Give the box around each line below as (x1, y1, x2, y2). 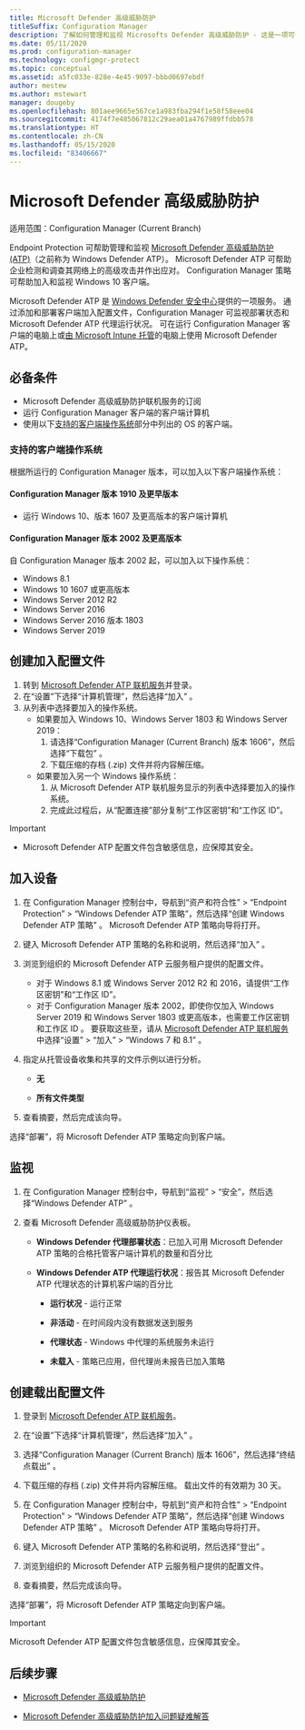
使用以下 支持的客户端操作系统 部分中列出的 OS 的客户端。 (22, 419, 238, 430)
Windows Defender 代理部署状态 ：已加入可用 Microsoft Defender (35, 1236, 283, 1247)
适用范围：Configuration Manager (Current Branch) (9, 222, 202, 233)
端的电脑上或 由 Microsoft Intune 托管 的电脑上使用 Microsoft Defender (16, 329, 278, 340)
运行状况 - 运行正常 (49, 1298, 123, 1309)
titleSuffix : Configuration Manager (9, 22, 148, 31)
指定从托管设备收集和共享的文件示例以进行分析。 (22, 1053, 206, 1065)
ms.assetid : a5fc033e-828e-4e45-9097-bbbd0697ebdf (9, 73, 205, 82)
